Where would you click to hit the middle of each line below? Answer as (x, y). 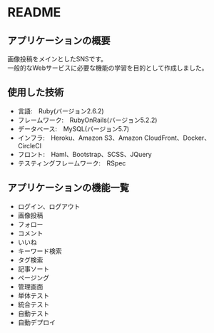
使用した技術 (36, 92)
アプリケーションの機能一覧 (68, 188)
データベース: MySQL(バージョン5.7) (73, 128)
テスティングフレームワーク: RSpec (72, 163)
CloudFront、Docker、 (177, 138)
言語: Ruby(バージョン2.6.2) (61, 111)
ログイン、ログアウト (49, 206)
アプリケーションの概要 (59, 40)
